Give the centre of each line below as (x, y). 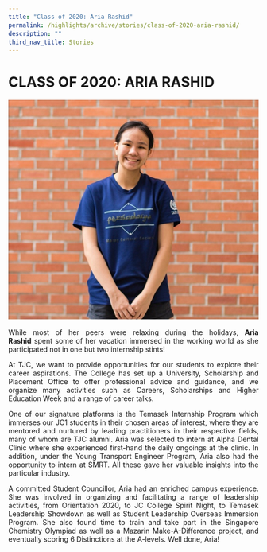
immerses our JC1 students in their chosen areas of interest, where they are (133, 422)
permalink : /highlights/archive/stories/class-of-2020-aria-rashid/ (124, 25)
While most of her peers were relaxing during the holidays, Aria (133, 332)
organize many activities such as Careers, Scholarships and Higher (133, 390)
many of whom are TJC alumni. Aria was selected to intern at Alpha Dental (133, 439)
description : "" (35, 33)
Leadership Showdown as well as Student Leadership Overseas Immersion (133, 514)
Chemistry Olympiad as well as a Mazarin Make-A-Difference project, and (133, 531)
